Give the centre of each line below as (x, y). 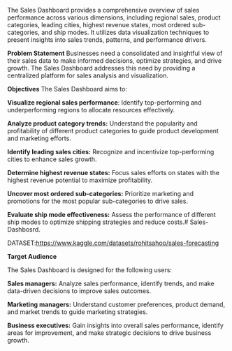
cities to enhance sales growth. (52, 159)
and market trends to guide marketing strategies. (78, 312)
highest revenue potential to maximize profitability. (80, 180)
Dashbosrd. (24, 229)
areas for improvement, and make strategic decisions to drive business (109, 333)
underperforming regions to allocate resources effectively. (91, 110)
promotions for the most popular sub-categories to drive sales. (98, 201)
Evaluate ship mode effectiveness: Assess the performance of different (112, 215)
